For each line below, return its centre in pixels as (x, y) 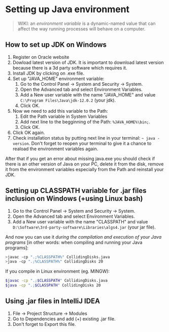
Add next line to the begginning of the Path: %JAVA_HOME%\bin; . (85, 122)
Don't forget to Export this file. (44, 324)
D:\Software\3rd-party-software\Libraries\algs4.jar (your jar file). (84, 227)
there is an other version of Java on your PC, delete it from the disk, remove (84, 164)
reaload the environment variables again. (55, 149)
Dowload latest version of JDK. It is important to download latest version (88, 62)
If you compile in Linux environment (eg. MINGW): (58, 271)
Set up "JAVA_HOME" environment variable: (58, 78)
